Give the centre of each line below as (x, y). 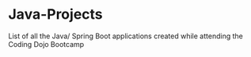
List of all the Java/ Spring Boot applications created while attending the (125, 36)
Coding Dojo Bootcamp (46, 44)
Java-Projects (55, 14)
